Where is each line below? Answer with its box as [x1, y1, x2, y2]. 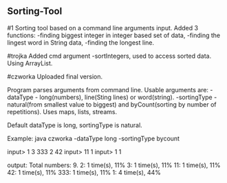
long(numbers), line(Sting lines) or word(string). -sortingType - [39, 93, 217, 101]
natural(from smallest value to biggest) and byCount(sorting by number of [7, 100, 217, 109]
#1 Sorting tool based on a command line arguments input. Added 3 [7, 23, 198, 32]
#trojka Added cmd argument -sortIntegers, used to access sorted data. [7, 52, 212, 60]
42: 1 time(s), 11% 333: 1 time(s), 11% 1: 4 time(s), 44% [7, 168, 162, 176]
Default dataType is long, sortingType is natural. [7, 120, 142, 129]
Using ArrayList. [7, 58, 53, 67]
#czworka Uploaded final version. [7, 72, 103, 80]
